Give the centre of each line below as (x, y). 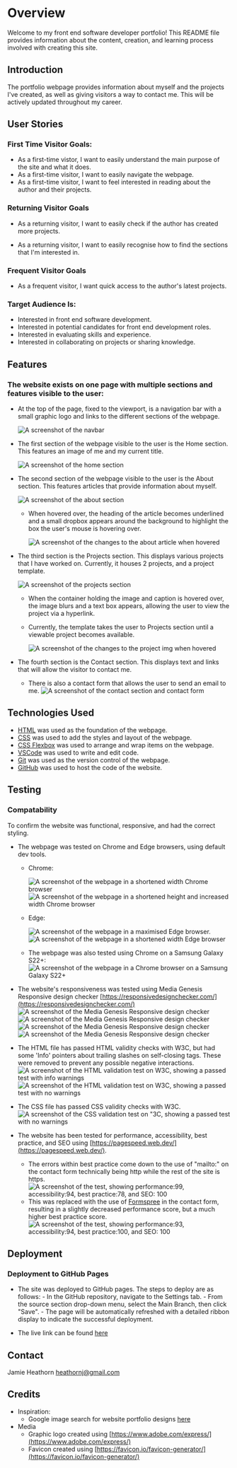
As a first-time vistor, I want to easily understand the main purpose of (118, 160)
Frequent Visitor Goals (47, 270)
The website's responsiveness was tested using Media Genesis (110, 989)
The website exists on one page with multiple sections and (110, 385)
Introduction (35, 70)
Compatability (33, 810)
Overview (36, 13)
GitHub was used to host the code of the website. (90, 767)
